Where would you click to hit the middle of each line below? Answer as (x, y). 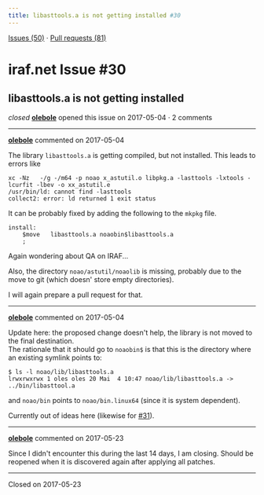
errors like (24, 163)
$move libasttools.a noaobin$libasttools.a (98, 234)
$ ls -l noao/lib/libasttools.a (61, 372)
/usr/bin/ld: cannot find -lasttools (70, 192)
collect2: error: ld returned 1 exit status (82, 198)
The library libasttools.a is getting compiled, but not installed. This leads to (132, 155)
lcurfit (21, 185)
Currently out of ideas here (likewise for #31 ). (81, 415)
